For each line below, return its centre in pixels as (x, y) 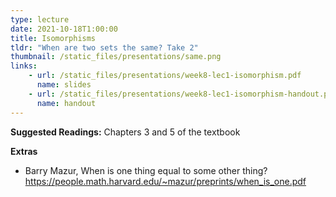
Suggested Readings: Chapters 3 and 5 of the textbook (125, 132)
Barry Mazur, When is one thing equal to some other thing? (146, 170)
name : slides (64, 85)
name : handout (66, 103)
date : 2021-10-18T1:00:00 (64, 29)
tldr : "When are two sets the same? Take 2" (104, 47)
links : (24, 66)
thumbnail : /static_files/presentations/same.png (116, 57)
